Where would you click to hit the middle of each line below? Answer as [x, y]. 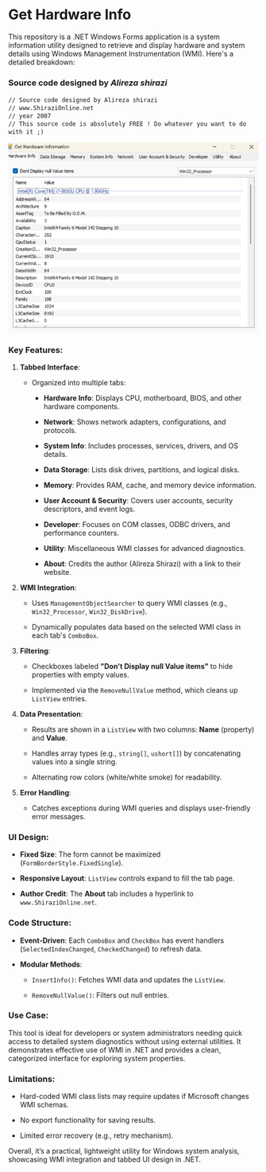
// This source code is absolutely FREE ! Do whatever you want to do [127, 124]
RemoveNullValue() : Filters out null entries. [100, 995]
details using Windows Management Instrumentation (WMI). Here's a [121, 53]
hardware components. [81, 406]
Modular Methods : [51, 964]
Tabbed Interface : [50, 367]
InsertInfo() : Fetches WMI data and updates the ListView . [128, 979]
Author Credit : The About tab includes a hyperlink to [107, 894]
